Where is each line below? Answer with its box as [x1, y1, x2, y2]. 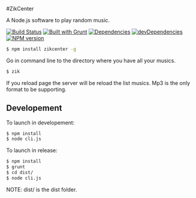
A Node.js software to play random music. [6, 17, 110, 23]
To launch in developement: [6, 119, 75, 126]
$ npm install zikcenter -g [6, 46, 77, 52]
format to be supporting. [6, 86, 67, 93]
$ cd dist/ [6, 170, 34, 176]
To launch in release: [6, 147, 58, 154]
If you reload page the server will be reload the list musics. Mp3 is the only [6, 79, 191, 86]
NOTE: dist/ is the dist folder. [6, 185, 77, 193]
